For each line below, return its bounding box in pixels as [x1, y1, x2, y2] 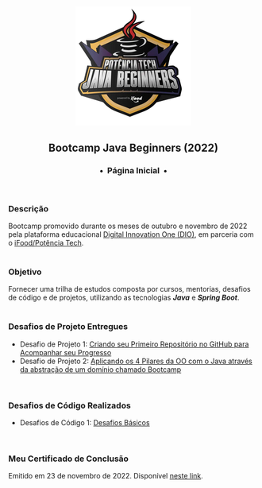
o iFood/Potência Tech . [8, 238, 84, 247]
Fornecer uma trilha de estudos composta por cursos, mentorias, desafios [8, 285, 252, 294]
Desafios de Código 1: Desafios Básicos [19, 417, 150, 427]
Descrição [8, 203, 49, 214]
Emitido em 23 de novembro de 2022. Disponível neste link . [8, 471, 204, 481]
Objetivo [8, 266, 42, 277]
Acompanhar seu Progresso [19, 347, 112, 357]
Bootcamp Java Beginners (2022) [48, 141, 218, 155]
